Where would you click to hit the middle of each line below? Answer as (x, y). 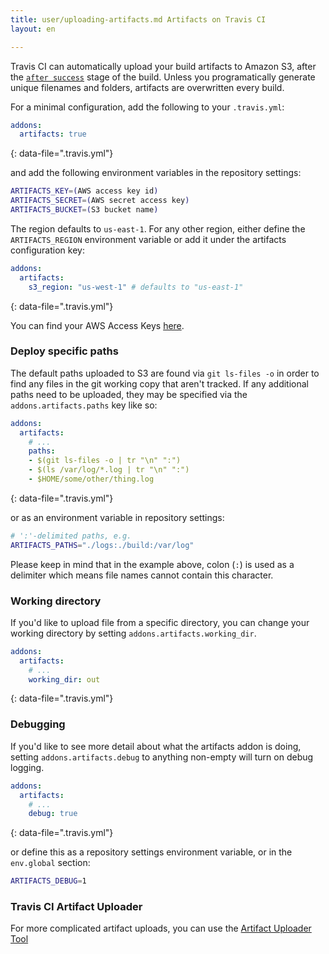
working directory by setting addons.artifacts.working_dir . (133, 633)
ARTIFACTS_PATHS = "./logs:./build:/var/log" (102, 545)
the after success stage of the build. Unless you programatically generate (163, 77)
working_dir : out (64, 679)
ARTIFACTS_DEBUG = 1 (48, 881)
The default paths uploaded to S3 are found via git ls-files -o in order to (165, 373)
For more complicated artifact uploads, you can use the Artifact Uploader (161, 928)
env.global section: (50, 863)
